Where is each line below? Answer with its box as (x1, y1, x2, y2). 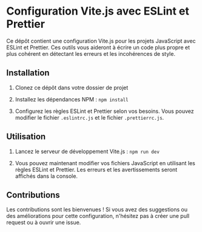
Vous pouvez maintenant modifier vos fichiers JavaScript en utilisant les (15, 159, 195, 166)
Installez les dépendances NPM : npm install (15, 95, 129, 103)
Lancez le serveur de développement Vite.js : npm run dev (15, 148, 160, 155)
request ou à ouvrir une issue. (6, 219, 81, 226)
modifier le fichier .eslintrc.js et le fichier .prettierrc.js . (15, 114, 164, 121)
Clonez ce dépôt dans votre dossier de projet (15, 84, 129, 91)
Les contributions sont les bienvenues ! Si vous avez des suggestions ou (6, 206, 188, 213)
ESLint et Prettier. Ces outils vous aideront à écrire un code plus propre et (6, 44, 190, 51)
